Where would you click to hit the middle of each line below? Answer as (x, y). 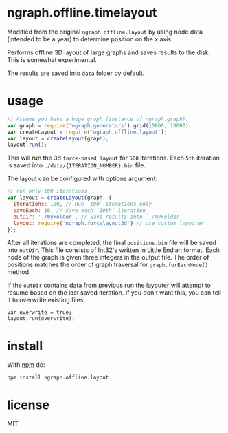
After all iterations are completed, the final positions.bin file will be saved (112, 243)
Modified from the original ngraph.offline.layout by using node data (105, 32)
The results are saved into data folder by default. (76, 73)
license (28, 405)
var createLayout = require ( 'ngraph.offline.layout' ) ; (87, 132)
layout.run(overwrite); (41, 319)
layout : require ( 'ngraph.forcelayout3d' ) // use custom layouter (109, 223)
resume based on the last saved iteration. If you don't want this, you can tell (114, 293)
